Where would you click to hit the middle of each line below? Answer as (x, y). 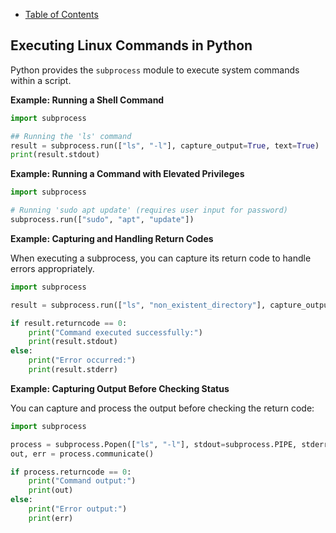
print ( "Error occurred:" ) (82, 360)
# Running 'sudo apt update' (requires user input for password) (149, 210)
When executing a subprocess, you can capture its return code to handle (161, 258)
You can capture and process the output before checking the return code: (162, 408)
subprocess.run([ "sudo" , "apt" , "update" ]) (102, 220)
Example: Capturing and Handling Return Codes (112, 238)
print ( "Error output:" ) (78, 509)
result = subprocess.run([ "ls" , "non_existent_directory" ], (138, 305)
